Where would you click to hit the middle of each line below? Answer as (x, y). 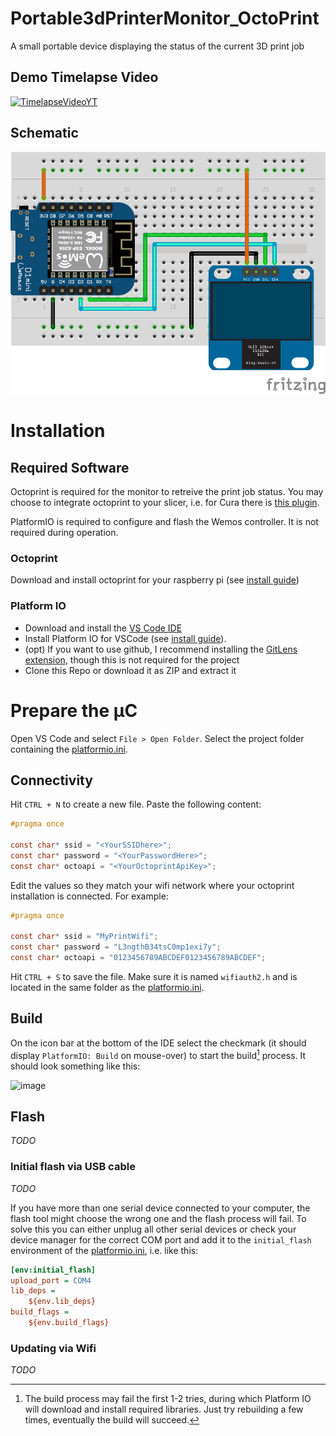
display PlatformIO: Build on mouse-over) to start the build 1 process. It (158, 1054)
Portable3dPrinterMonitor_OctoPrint (165, 18)
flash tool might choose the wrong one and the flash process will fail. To (158, 1218)
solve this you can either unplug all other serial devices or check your (153, 1229)
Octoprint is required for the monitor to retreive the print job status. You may (167, 491)
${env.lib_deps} (62, 1302)
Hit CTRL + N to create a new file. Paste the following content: (136, 804)
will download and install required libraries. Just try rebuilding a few (164, 1409)
